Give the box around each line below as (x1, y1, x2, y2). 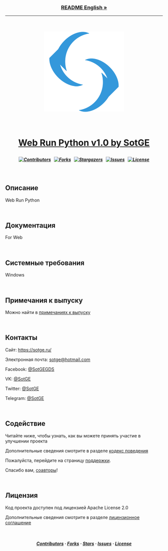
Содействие (5, 419, 46, 428)
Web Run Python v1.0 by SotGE (18, 137, 150, 148)
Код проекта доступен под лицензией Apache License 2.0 (5, 504, 128, 510)
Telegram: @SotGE (5, 395, 44, 401)
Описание (5, 184, 38, 192)
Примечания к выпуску (5, 296, 83, 304)
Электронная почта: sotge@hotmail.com (5, 356, 91, 362)
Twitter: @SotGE (5, 385, 39, 391)
